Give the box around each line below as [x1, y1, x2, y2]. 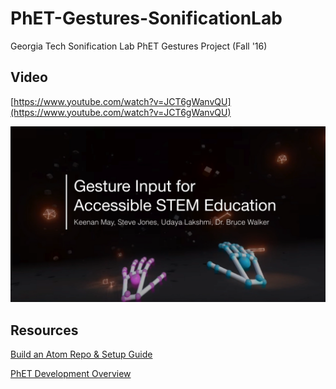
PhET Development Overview [10, 368, 132, 380]
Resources [10, 322, 79, 339]
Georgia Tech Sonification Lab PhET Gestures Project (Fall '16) [10, 40, 268, 52]
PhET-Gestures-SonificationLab [10, 7, 283, 30]
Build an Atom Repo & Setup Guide [10, 348, 153, 361]
